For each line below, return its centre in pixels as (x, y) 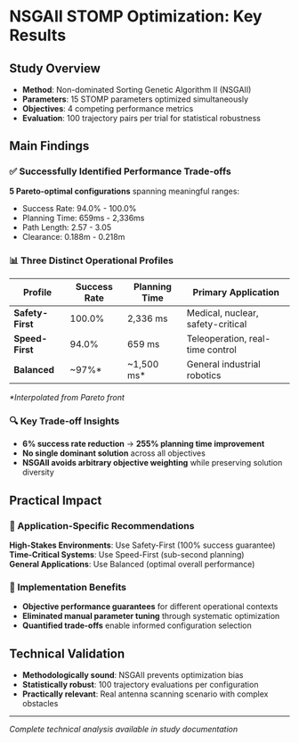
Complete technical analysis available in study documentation (124, 730)
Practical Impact (56, 500)
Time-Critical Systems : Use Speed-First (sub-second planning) (127, 554)
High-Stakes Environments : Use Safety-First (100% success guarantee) (142, 545)
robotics (204, 375)
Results (38, 35)
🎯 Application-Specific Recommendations (102, 525)
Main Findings (49, 146)
